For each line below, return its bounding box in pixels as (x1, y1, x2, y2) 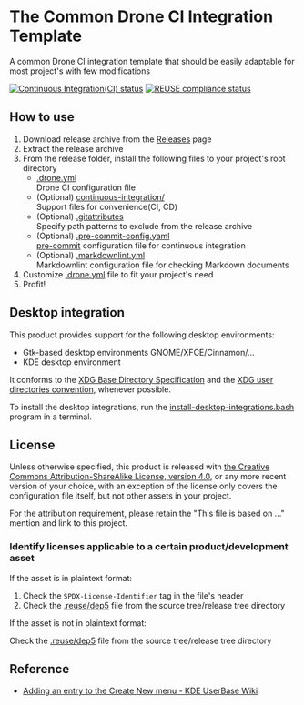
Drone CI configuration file (35, 182, 137, 193)
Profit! (22, 278, 46, 289)
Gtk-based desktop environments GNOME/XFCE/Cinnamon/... (22, 347, 255, 358)
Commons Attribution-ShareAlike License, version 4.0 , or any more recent (9, 471, 287, 482)
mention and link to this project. (9, 518, 128, 529)
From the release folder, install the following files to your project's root (22, 153, 286, 164)
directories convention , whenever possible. (9, 384, 171, 395)
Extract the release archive (22, 143, 124, 154)
